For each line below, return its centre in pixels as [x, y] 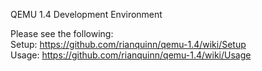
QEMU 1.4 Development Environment [86, 14]
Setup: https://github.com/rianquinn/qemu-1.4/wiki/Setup [128, 44]
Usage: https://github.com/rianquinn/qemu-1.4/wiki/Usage [131, 55]
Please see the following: [62, 33]
